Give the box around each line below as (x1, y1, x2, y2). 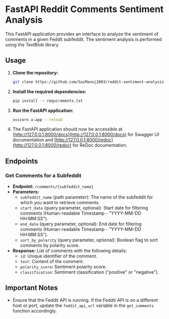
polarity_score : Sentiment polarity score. (20, 264, 107, 270)
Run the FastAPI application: (12, 107, 74, 113)
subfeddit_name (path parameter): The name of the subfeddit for (20, 194, 153, 200)
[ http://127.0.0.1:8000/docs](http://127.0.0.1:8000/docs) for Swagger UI (12, 132, 159, 138)
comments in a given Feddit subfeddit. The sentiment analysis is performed (5, 36, 162, 42)
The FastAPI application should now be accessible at (12, 126, 123, 132)
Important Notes (5, 284, 58, 292)
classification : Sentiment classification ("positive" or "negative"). (20, 269, 159, 275)
